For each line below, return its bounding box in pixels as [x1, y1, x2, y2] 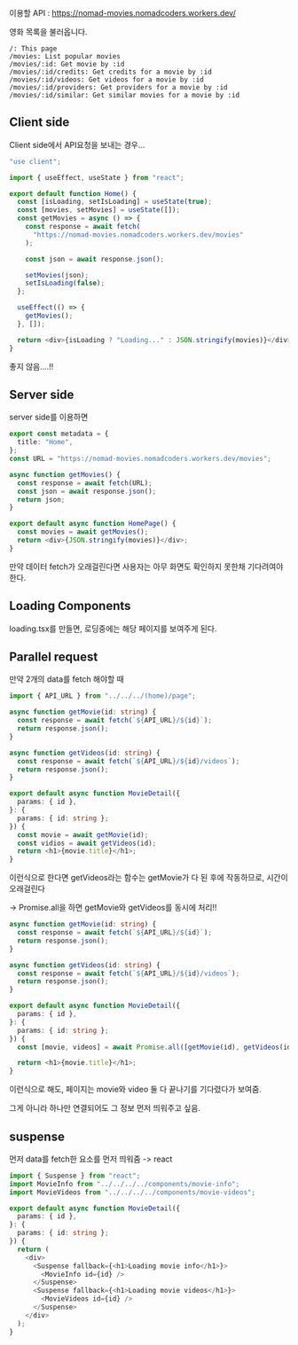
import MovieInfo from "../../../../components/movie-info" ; [9, 1179, 240, 1188]
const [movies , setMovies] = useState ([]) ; [17, 206, 180, 215]
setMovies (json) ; [25, 270, 90, 279]
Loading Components [9, 598, 131, 614]
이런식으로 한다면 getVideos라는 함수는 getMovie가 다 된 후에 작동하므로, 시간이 [9, 872, 288, 883]
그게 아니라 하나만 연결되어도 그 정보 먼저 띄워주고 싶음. [9, 1103, 201, 1114]
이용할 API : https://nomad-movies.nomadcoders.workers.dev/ [9, 8, 237, 18]
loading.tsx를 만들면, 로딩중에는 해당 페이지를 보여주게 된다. [9, 623, 217, 634]
